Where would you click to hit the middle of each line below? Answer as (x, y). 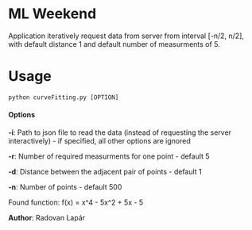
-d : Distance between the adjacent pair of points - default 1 (105, 172)
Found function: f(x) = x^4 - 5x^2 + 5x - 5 (76, 202)
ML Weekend (52, 14)
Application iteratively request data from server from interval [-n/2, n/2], (126, 36)
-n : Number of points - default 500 (65, 187)
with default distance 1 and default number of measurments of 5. (114, 44)
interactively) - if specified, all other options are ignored (99, 141)
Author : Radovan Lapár (47, 218)
